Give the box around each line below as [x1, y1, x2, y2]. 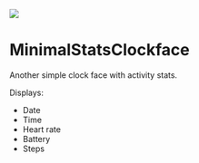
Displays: [9, 87, 44, 98]
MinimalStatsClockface [9, 40, 190, 61]
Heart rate [22, 123, 62, 135]
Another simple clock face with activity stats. [9, 69, 178, 81]
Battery [22, 133, 51, 144]
